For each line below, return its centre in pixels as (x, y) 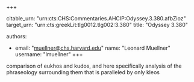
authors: (17, 36)
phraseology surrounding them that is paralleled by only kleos (83, 72)
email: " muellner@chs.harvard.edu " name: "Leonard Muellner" (92, 48)
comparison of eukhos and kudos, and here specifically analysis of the (94, 66)
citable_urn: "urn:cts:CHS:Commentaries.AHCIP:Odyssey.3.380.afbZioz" (96, 18)
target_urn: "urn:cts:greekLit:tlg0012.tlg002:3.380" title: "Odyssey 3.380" (97, 25)
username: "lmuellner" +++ (49, 54)
